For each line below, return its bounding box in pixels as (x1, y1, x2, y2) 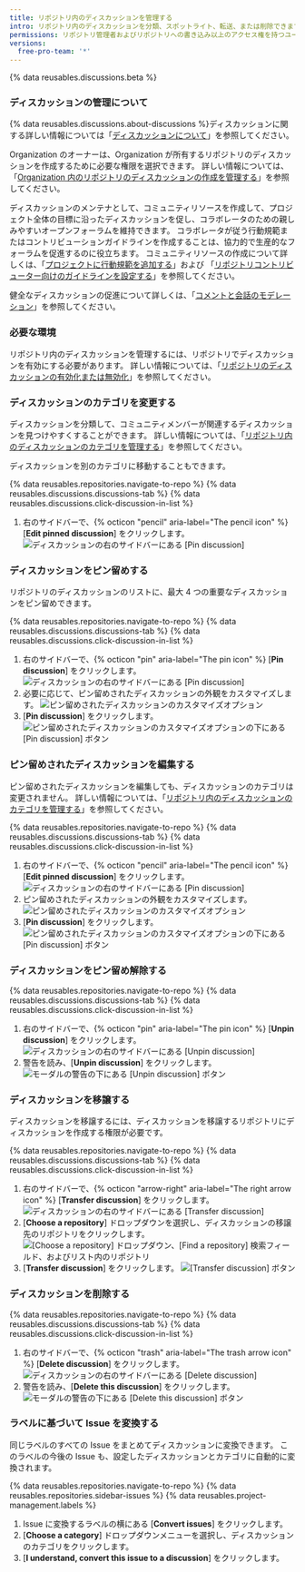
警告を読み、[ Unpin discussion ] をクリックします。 (22, 1056, 217, 1067)
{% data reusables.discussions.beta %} (9, 72, 157, 83)
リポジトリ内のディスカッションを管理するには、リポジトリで (9, 349, 241, 359)
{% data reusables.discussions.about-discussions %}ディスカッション (9, 119, 273, 130)
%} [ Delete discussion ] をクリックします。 (22, 1358, 184, 1369)
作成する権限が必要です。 (72, 1127, 168, 1138)
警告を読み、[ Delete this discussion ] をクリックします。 (22, 1380, 235, 1391)
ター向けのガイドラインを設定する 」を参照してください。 (25, 270, 241, 281)
